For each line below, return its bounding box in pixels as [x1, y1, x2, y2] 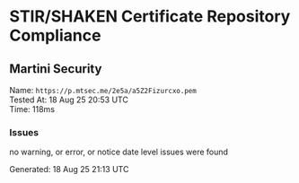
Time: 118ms [9, 104, 56, 114]
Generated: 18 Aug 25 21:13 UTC [9, 164, 129, 175]
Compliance [9, 25, 101, 46]
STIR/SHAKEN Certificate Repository [9, 6, 291, 27]
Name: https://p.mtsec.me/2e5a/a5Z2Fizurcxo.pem [9, 85, 198, 95]
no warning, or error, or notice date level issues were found [9, 146, 229, 158]
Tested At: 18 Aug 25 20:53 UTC [9, 94, 128, 105]
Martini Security [9, 61, 102, 76]
